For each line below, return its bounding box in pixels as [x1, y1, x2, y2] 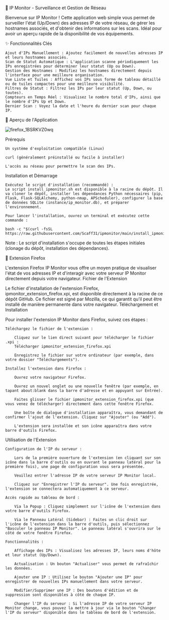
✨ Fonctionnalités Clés [5, 40, 52, 46]
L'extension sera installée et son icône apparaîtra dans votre [14, 424, 152, 429]
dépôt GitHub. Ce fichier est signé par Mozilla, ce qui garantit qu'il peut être [5, 296, 162, 302]
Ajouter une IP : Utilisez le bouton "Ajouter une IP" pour [14, 575, 143, 580]
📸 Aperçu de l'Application [5, 117, 58, 123]
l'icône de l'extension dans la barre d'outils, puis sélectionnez [5, 522, 150, 527]
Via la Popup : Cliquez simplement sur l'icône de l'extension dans [14, 504, 161, 509]
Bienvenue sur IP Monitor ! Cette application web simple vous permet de [5, 15, 155, 20]
